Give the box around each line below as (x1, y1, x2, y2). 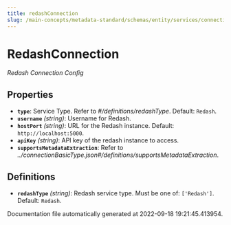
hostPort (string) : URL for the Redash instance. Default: (16, 122, 175, 130)
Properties (7, 89, 54, 100)
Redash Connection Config (7, 69, 84, 77)
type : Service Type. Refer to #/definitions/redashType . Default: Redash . (16, 107, 217, 116)
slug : (7, 17, 23, 23)
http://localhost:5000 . (16, 129, 85, 138)
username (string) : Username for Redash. (16, 114, 132, 122)
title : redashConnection (7, 10, 78, 17)
